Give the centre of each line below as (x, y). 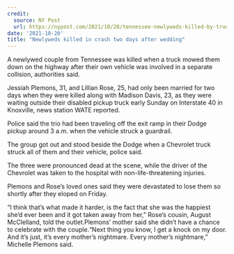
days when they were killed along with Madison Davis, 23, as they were (110, 96)
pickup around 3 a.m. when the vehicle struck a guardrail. (90, 131)
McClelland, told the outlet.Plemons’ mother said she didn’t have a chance (114, 222)
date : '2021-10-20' (36, 33)
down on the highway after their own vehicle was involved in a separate (110, 67)
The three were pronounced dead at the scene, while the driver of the (107, 165)
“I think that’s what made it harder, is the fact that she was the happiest (109, 207)
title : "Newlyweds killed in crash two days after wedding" (96, 40)
